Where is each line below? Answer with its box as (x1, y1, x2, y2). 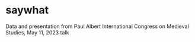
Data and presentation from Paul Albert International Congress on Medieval (5, 23, 189, 30)
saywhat (5, 3, 49, 17)
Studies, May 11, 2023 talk (5, 29, 69, 36)
